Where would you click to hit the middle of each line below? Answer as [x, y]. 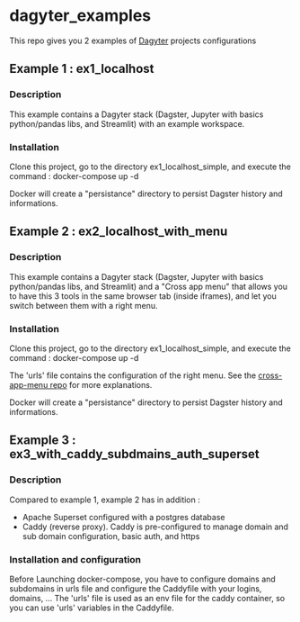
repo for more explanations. [101, 384]
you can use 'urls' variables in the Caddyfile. [92, 608]
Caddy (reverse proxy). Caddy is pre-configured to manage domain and [155, 527]
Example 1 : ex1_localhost [82, 69]
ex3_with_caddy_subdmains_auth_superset [134, 454]
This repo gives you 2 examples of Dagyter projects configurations [133, 41]
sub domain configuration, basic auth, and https [111, 536]
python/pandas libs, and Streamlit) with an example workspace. [127, 123]
